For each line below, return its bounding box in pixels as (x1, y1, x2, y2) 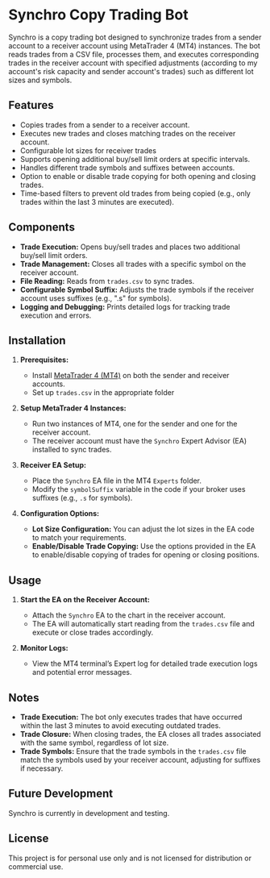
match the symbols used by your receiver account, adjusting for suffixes (19, 755, 261, 764)
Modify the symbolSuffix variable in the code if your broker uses (31, 485, 246, 494)
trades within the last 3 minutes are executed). (19, 197, 175, 206)
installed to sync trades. (31, 445, 112, 455)
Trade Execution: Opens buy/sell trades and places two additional (19, 242, 240, 252)
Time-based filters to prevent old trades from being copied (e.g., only (19, 188, 251, 198)
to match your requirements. (31, 533, 127, 543)
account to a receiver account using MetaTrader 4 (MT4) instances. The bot (8, 40, 260, 50)
